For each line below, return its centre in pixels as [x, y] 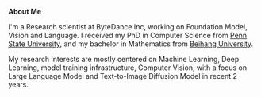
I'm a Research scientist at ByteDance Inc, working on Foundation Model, [128, 27]
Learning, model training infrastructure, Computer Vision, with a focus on [128, 68]
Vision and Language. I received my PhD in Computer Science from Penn [128, 35]
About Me [25, 12]
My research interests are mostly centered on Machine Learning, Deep [124, 59]
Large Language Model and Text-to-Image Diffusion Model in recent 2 [123, 76]
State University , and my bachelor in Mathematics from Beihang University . [131, 44]
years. [19, 84]
